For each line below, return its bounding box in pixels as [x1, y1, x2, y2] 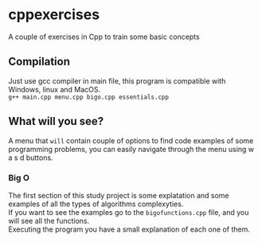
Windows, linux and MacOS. [8, 84, 101, 94]
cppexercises [8, 6, 100, 24]
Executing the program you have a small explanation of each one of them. [8, 224, 251, 234]
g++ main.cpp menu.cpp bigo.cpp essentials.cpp [8, 93, 170, 101]
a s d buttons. [8, 153, 53, 162]
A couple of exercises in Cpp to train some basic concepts [8, 32, 201, 41]
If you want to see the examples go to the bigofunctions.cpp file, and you [8, 207, 249, 217]
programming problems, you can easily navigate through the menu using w [8, 144, 255, 154]
